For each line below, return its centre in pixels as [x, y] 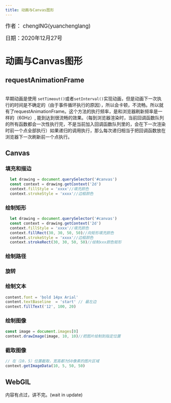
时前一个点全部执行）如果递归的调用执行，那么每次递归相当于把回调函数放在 [85, 130]
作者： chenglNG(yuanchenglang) [48, 26]
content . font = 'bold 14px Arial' [42, 297]
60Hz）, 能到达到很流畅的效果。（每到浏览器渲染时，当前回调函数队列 [91, 117]
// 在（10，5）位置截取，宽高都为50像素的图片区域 [52, 361]
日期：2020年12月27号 [34, 38]
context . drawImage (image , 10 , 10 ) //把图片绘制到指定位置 [63, 336]
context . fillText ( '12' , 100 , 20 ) [41, 307]
